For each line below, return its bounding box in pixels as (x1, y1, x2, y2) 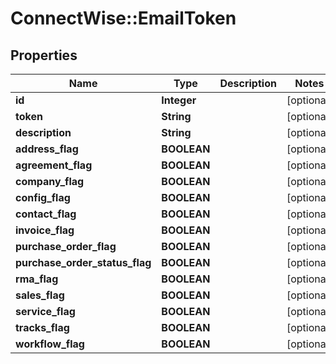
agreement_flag (15, 158, 93, 172)
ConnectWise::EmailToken (10, 7, 237, 30)
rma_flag (15, 272, 59, 286)
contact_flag (15, 207, 77, 221)
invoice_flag (15, 223, 75, 237)
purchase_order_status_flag (15, 256, 152, 269)
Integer (161, 93, 197, 107)
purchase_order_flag (15, 240, 117, 253)
